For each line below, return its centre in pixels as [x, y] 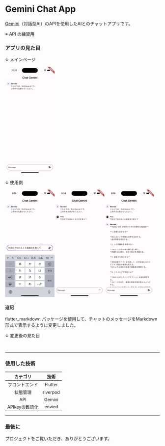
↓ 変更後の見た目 [23, 336]
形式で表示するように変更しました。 [42, 325]
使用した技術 [20, 364]
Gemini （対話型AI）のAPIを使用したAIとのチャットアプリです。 [69, 24]
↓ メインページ [20, 60]
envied [51, 407]
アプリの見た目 [23, 48]
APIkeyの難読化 [23, 407]
